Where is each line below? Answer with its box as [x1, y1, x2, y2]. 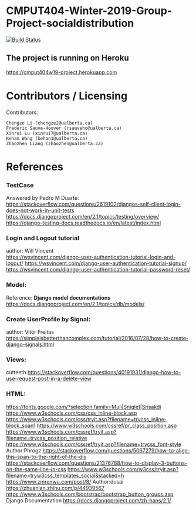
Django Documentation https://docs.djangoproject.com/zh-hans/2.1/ [6, 496, 171, 504]
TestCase [6, 181, 34, 189]
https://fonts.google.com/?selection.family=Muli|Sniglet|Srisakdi [6, 403, 161, 410]
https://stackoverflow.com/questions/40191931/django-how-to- [27, 369, 181, 376]
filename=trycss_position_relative [6, 434, 87, 441]
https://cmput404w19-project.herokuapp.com [6, 69, 117, 76]
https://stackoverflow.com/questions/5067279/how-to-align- [42, 447, 191, 454]
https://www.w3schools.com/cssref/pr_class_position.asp [36, 422, 177, 429]
